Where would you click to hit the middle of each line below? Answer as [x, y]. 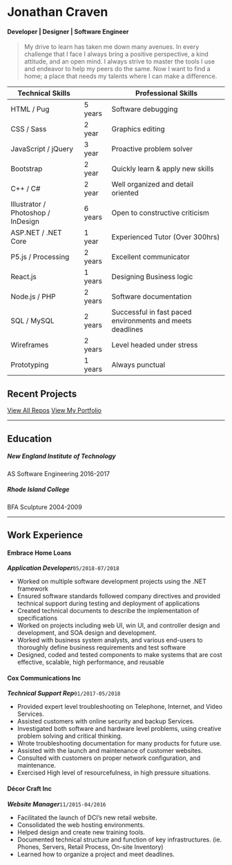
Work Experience [45, 535]
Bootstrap [27, 169]
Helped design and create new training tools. [81, 832]
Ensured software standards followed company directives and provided [119, 596]
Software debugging [145, 109]
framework [33, 589]
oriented [125, 193]
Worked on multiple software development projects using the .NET [112, 582]
